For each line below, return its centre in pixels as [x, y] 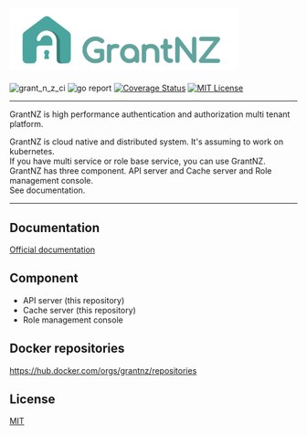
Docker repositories [67, 349]
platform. [26, 124]
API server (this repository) [74, 300]
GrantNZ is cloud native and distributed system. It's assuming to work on [147, 142]
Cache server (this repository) [79, 310]
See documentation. [48, 190]
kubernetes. [32, 152]
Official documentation [53, 249]
